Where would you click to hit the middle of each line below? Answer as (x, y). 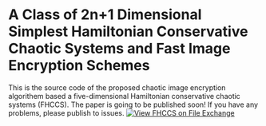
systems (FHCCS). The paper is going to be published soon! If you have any (133, 104)
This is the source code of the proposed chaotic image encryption (117, 87)
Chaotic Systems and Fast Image (119, 49)
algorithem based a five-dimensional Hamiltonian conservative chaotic (125, 96)
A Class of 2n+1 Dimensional (105, 15)
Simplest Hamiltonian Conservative (128, 31)
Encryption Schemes (79, 66)
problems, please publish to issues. (66, 112)
